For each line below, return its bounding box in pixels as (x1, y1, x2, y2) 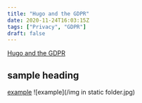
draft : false (7, 29, 46, 37)
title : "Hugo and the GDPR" (7, 10, 90, 18)
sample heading (7, 69, 79, 81)
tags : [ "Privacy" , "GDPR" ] (7, 23, 86, 30)
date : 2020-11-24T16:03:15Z (7, 17, 90, 24)
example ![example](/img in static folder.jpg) (7, 88, 136, 97)
